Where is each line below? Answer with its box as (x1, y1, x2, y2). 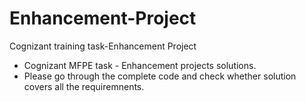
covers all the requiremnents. (23, 80, 145, 92)
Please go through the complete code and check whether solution (23, 70, 297, 82)
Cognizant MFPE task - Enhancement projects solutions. (23, 59, 257, 71)
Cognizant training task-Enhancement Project (9, 40, 197, 52)
